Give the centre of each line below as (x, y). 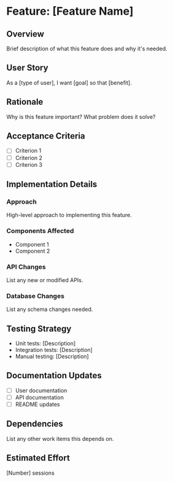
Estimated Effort (38, 458)
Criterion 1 (28, 151)
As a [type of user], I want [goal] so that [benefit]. (69, 82)
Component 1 (32, 244)
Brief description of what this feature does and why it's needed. (87, 48)
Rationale (25, 102)
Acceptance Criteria (46, 136)
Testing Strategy (39, 328)
